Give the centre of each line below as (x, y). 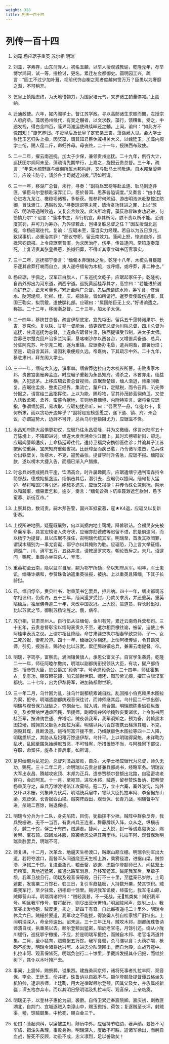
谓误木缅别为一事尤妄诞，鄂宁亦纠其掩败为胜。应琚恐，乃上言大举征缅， (88, 545)
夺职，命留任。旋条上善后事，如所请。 (53, 750)
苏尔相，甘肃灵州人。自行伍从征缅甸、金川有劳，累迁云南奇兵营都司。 (86, 621)
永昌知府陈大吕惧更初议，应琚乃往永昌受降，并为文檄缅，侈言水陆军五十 (88, 430)
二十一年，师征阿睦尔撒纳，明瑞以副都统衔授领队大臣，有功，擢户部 (84, 664)
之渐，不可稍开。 (31, 86)
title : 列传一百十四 (25, 15)
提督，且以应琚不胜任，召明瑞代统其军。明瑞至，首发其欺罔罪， (97, 538)
